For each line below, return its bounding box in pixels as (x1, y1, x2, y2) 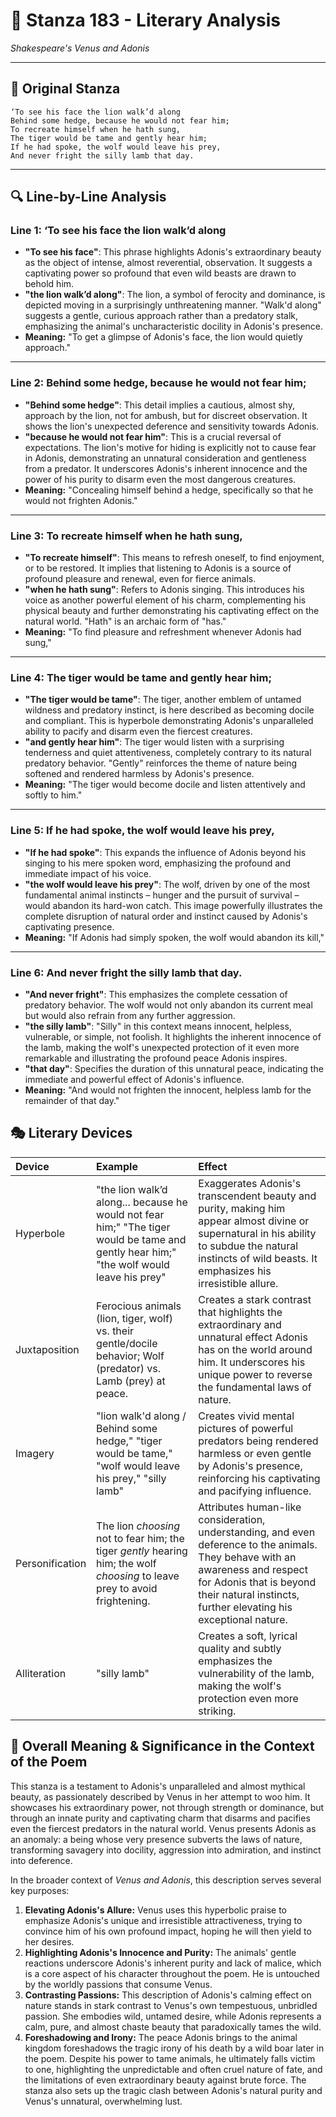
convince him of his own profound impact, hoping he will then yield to (24, 1925, 312, 1937)
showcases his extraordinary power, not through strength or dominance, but (10, 1801, 325, 1813)
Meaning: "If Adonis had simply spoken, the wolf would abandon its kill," (24, 931, 325, 943)
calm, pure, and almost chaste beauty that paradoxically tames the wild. (24, 2020, 322, 2033)
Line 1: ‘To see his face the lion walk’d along (10, 224, 227, 238)
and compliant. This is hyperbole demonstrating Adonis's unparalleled (24, 715, 314, 727)
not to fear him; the (96, 1531, 185, 1545)
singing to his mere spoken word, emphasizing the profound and (24, 857, 291, 869)
